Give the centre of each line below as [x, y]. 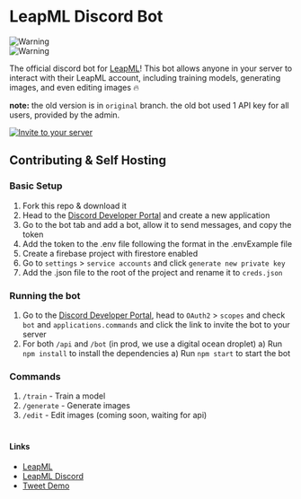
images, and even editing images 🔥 [74, 87]
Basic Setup [36, 186]
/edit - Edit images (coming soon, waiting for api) [115, 416]
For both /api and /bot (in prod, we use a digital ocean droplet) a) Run [152, 344]
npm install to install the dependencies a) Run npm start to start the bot [156, 353]
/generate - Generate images [76, 406]
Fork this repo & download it [75, 206]
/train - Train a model [64, 396]
